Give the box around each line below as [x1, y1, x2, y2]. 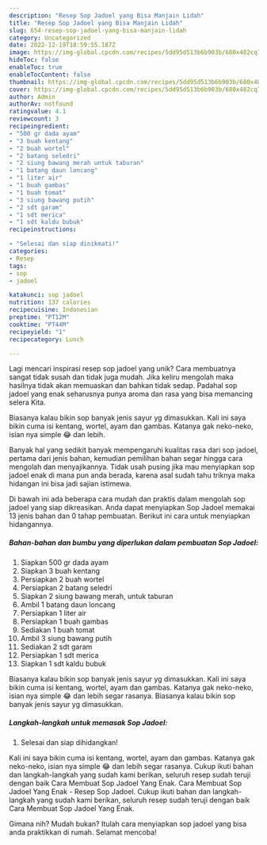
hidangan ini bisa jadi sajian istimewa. [9, 479, 132, 489]
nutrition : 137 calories [9, 298, 91, 306]
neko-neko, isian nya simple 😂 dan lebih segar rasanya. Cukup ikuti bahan [9, 762, 254, 771]
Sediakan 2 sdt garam [20, 642, 93, 651]
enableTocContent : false [9, 71, 91, 79]
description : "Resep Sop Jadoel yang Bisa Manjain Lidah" [9, 11, 204, 20]
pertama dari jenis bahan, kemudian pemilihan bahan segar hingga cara [9, 454, 243, 463]
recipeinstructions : [9, 225, 78, 234]
